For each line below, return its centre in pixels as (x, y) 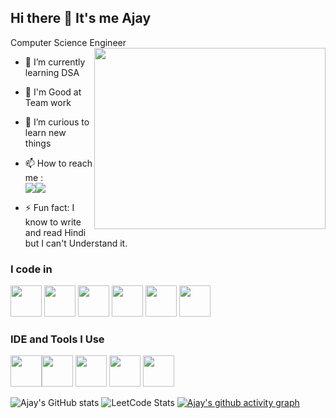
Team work (48, 102)
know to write (53, 222)
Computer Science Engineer (68, 42)
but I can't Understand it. (76, 243)
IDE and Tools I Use (57, 339)
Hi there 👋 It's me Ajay (81, 18)
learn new (45, 132)
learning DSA (52, 72)
